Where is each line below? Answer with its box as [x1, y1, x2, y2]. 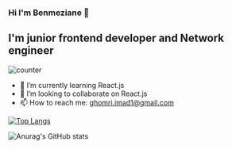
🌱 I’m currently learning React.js [19, 80, 125, 90]
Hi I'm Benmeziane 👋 [8, 7, 90, 18]
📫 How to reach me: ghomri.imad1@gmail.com [19, 97, 175, 107]
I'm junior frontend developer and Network [8, 32, 225, 45]
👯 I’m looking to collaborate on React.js [19, 89, 148, 98]
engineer [8, 44, 54, 58]
